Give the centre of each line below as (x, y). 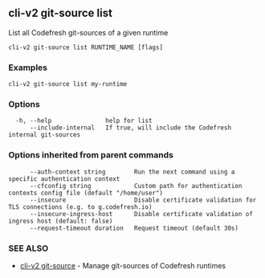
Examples (28, 67)
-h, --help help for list (84, 121)
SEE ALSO (29, 248)
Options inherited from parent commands (91, 155)
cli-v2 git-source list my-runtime (68, 84)
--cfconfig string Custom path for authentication (136, 186)
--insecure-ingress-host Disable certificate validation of (141, 214)
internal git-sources (45, 135)
